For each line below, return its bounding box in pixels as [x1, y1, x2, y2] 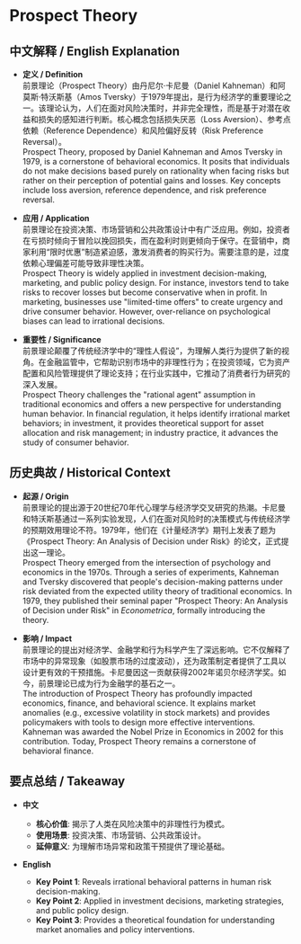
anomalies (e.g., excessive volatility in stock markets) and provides [22, 707, 270, 717]
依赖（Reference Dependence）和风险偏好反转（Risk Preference [22, 125, 263, 136]
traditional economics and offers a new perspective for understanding [22, 399, 281, 409]
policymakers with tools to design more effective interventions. [22, 717, 256, 727]
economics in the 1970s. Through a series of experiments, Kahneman [22, 566, 279, 577]
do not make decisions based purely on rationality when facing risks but [22, 165, 289, 176]
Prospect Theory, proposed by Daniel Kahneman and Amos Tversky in [22, 147, 283, 157]
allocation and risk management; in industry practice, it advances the [22, 428, 279, 438]
